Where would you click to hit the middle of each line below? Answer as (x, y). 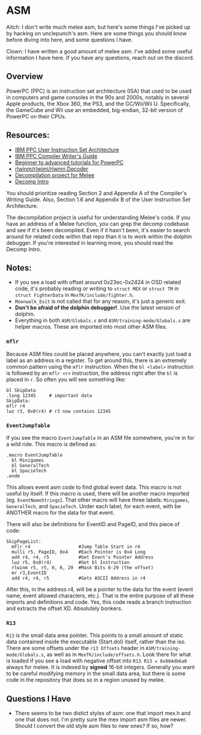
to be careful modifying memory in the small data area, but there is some (96, 673)
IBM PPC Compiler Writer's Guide (56, 156)
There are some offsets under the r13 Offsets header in (75, 648)
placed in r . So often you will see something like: (66, 379)
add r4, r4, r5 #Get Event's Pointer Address (83, 557)
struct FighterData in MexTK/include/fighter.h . (74, 295)
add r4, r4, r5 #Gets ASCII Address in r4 (79, 578)
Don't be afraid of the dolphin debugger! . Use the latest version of (98, 308)
